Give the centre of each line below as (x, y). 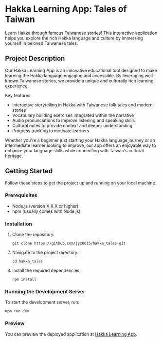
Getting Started (29, 171)
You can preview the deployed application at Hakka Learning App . (71, 334)
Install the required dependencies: (46, 271)
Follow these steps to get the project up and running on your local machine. (81, 183)
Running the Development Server (45, 292)
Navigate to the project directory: (45, 253)
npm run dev (17, 311)
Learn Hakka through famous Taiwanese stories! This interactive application (81, 33)
